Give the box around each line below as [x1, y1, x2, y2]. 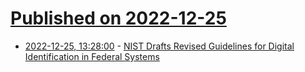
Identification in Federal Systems [24, 50, 160, 62]
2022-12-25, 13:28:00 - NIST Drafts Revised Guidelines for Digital [24, 40, 295, 52]
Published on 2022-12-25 [10, 7, 227, 30]
